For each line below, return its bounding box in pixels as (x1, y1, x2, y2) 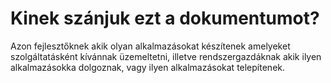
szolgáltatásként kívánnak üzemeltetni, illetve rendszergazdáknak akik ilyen (10, 50, 322, 62)
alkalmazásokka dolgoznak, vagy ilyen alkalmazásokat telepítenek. (10, 61, 286, 73)
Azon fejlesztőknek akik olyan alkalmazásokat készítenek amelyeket (10, 40, 291, 52)
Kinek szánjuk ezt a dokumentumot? (10, 7, 320, 30)
